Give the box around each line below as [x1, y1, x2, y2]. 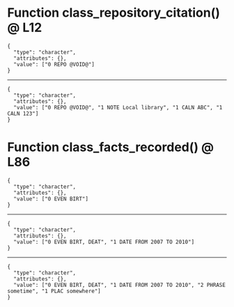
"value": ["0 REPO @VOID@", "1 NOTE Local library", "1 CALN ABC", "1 [13, 104, 223, 111]
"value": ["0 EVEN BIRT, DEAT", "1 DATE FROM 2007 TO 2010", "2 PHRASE [13, 281, 226, 288]
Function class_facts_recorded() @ [7, 139, 214, 155]
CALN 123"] [7, 110, 39, 117]
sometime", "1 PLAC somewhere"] [7, 288, 101, 294]
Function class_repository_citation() [7, 5, 221, 21]
